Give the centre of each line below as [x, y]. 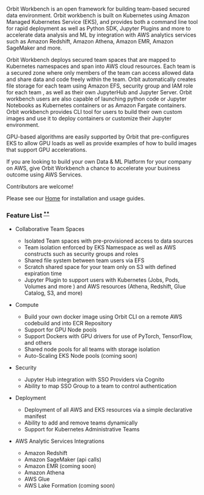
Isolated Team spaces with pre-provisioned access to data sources [109, 241]
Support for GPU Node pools [60, 330]
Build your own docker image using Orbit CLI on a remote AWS [103, 316]
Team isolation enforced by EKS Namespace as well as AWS [100, 247]
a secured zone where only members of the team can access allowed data [100, 73]
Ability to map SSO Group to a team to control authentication [100, 386]
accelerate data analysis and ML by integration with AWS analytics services [101, 35]
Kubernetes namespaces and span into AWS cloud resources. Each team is [101, 66]
